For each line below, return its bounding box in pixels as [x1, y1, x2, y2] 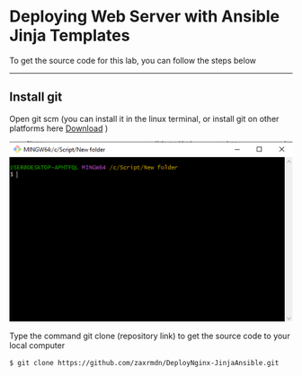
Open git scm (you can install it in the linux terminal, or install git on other [9, 113, 280, 124]
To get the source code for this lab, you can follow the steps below [9, 55, 256, 66]
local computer [9, 339, 66, 351]
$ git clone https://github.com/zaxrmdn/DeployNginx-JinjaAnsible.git [9, 358, 280, 367]
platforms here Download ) [9, 123, 109, 134]
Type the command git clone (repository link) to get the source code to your [9, 330, 290, 341]
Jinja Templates [9, 25, 130, 46]
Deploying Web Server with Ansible [9, 6, 280, 27]
